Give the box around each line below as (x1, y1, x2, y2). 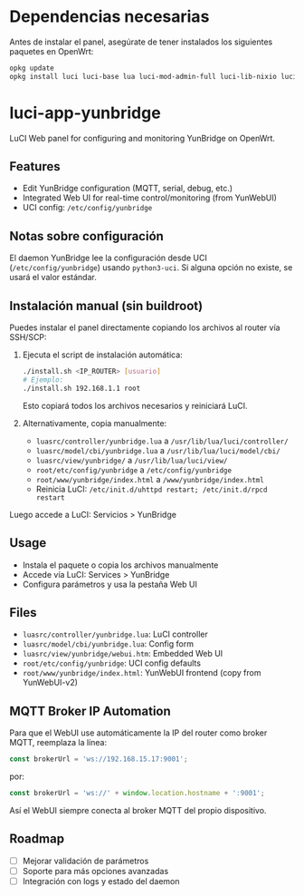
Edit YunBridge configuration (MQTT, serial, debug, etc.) (22, 183, 233, 194)
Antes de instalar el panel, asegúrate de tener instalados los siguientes (9, 36, 273, 47)
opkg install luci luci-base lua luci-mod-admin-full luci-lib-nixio (9, 72, 278, 81)
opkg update (9, 63, 54, 73)
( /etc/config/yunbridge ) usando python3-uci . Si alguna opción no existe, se (9, 262, 293, 273)
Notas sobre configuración (9, 229, 165, 244)
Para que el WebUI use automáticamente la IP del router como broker (9, 727, 268, 738)
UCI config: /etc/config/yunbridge (22, 202, 153, 213)
